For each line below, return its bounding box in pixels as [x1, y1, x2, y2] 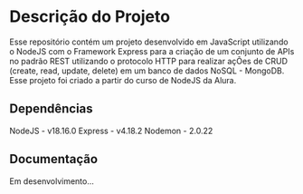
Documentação [9, 151, 98, 167]
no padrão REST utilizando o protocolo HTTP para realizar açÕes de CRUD [9, 55, 288, 66]
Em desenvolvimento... [9, 175, 95, 187]
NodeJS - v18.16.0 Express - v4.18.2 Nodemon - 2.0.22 [9, 125, 213, 136]
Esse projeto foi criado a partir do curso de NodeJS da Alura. [9, 74, 237, 85]
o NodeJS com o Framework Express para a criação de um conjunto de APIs [9, 45, 295, 56]
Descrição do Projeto [9, 6, 170, 27]
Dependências [9, 102, 93, 117]
